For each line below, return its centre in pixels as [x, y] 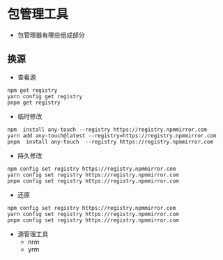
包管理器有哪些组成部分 [51, 35]
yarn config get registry [45, 96]
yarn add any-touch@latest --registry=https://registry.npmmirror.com [112, 136]
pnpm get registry [34, 102]
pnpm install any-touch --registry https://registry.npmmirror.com [110, 142]
